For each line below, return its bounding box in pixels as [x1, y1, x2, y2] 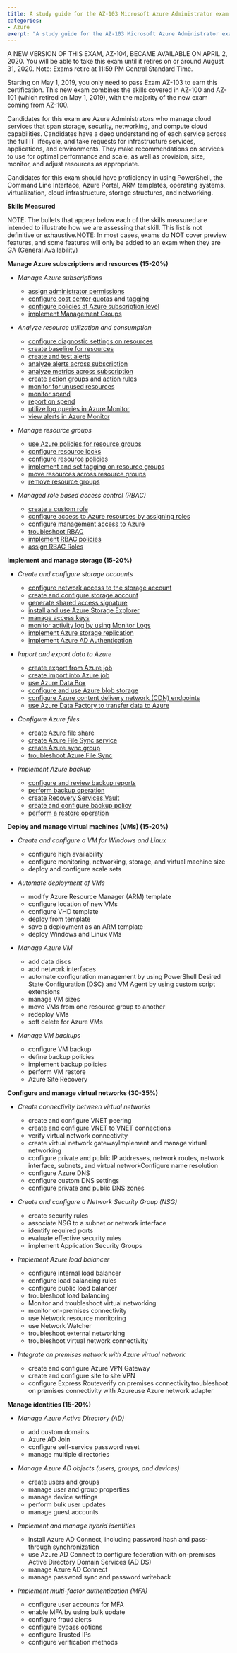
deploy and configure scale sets [28, 865, 122, 874]
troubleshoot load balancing [28, 1291, 110, 1300]
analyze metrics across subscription [28, 367, 134, 376]
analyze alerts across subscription [28, 360, 128, 368]
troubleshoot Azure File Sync [28, 751, 113, 760]
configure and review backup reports [28, 779, 136, 787]
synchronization [52, 1543, 100, 1551]
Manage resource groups [17, 426, 92, 435]
